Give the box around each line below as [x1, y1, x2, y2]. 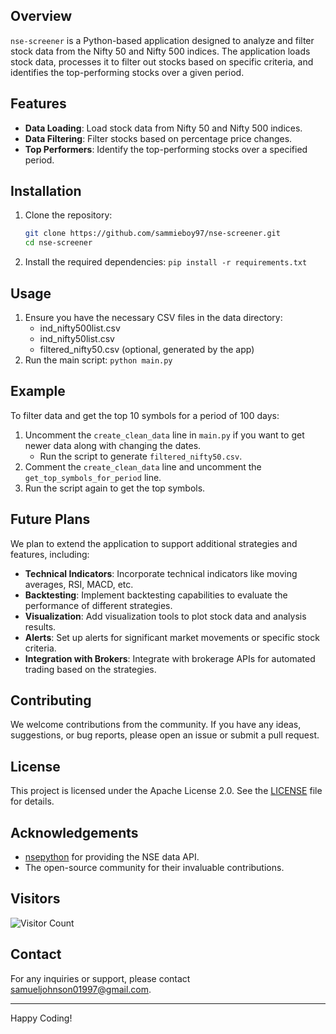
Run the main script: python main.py [24, 354, 173, 366]
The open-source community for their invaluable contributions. [24, 862, 285, 874]
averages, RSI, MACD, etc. [24, 578, 134, 590]
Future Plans [10, 511, 91, 528]
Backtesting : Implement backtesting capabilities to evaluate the [24, 589, 288, 601]
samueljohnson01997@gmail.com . [10, 983, 152, 995]
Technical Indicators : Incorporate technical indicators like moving [24, 567, 298, 579]
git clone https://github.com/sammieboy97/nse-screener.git [24, 229, 281, 239]
